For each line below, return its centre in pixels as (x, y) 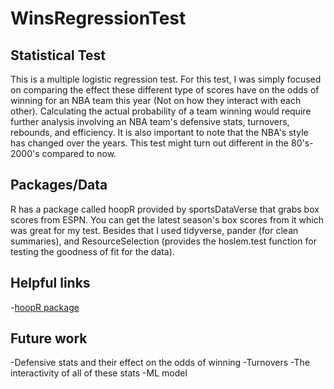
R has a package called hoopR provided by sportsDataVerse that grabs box (165, 209)
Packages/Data (59, 185)
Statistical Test (58, 55)
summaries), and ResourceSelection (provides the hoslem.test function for (163, 241)
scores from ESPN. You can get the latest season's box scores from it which (167, 219)
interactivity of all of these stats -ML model (99, 373)
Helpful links (50, 283)
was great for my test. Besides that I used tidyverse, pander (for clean (154, 230)
